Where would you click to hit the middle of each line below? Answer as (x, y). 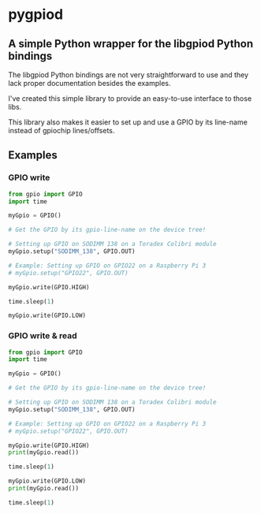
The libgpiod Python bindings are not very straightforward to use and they (129, 75)
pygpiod (36, 15)
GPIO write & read (43, 336)
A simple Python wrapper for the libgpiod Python (131, 44)
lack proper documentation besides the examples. (89, 83)
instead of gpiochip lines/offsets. (62, 130)
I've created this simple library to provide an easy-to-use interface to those (130, 99)
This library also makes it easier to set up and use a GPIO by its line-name (128, 122)
